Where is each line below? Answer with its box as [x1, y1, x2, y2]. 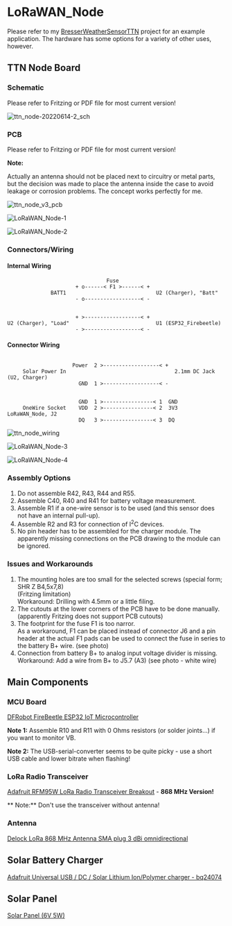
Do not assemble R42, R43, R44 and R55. [17, 489, 136, 497]
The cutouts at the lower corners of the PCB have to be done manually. [17, 604, 220, 613]
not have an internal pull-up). [17, 511, 100, 520]
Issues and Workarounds [7, 559, 93, 569]
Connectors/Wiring [7, 245, 74, 254]
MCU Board [7, 697, 47, 706]
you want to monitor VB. [7, 734, 76, 742]
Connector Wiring [7, 340, 60, 349]
